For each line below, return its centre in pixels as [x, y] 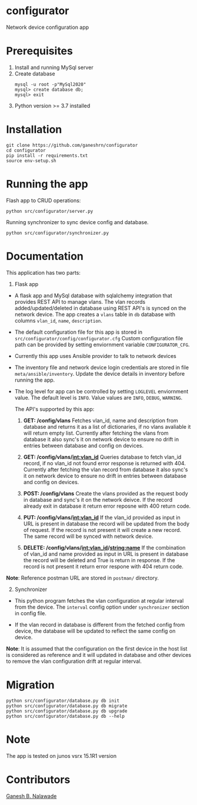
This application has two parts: [44, 272]
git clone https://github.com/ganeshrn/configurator [72, 145]
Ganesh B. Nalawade [31, 796]
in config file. [31, 613]
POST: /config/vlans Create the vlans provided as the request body [106, 493]
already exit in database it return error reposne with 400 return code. [107, 506]
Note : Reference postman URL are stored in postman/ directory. [83, 578]
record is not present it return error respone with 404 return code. [103, 566]
